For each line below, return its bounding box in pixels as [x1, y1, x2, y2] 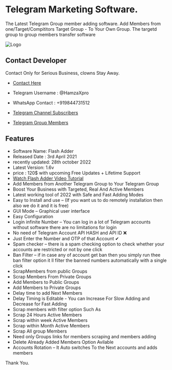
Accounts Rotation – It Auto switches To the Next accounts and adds [12, 344, 158, 351]
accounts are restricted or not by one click [12, 246, 102, 252]
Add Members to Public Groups [12, 279, 79, 285]
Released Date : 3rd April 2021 [12, 153, 77, 159]
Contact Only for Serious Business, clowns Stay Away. [5, 70, 120, 76]
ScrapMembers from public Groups [12, 268, 88, 274]
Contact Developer [5, 56, 67, 65]
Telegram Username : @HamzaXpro [12, 90, 89, 96]
